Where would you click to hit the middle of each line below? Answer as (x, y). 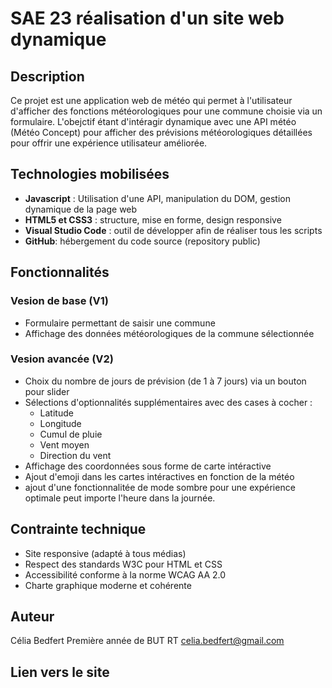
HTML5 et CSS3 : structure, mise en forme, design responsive (153, 219)
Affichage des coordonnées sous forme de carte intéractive (148, 466)
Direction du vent (75, 455)
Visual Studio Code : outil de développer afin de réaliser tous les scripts (173, 230)
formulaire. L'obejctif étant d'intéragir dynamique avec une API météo (153, 121)
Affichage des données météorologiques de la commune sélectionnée (169, 333)
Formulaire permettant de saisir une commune (120, 323)
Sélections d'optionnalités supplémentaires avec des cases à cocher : (168, 402)
